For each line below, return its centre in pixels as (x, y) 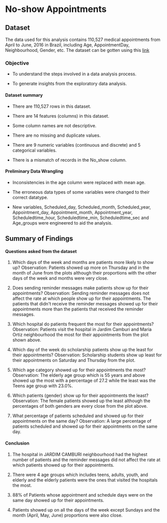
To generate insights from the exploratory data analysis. (70, 84)
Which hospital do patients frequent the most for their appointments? (83, 324)
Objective (17, 63)
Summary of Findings (39, 239)
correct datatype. (30, 197)
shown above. (27, 340)
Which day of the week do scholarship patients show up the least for (83, 350)
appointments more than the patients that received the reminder (78, 309)
